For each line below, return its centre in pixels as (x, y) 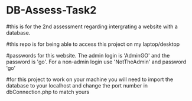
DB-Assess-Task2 (51, 10)
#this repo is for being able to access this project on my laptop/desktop (93, 44)
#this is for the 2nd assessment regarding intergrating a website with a (92, 26)
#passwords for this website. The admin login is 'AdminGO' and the (88, 55)
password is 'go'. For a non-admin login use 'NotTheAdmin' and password (96, 62)
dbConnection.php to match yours (48, 92)
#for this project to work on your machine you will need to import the (90, 79)
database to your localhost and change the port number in (77, 85)
